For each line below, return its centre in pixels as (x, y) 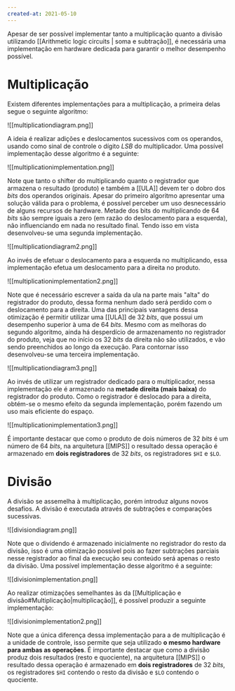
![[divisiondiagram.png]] (42, 530)
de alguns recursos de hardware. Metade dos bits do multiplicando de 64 (113, 210)
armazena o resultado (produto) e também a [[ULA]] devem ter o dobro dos (116, 188)
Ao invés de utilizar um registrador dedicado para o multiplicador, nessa (111, 381)
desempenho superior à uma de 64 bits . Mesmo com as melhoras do (107, 324)
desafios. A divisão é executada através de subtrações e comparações (110, 509)
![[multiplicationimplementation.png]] (61, 167)
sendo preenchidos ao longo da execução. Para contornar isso (98, 347)
